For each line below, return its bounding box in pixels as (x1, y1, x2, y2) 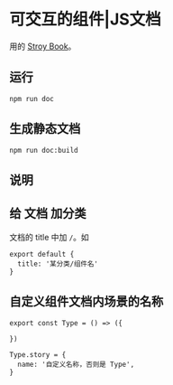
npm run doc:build (9, 146, 78, 155)
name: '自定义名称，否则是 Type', (17, 360, 135, 369)
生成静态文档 (9, 121, 81, 136)
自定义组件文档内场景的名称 (9, 294, 164, 309)
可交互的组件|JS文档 (9, 9, 162, 30)
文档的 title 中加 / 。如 (9, 231, 90, 242)
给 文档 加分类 (9, 206, 86, 221)
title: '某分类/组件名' (17, 259, 99, 268)
